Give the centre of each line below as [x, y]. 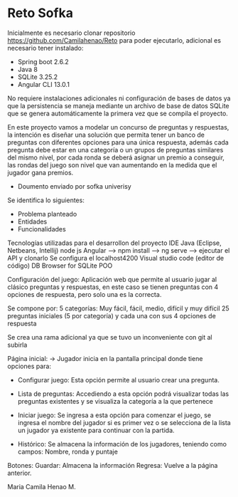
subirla [17, 345]
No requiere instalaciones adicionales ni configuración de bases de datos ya [119, 98]
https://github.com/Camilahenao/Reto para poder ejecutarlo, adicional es [114, 40]
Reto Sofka [40, 13]
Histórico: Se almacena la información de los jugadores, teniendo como [122, 444]
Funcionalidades [42, 229]
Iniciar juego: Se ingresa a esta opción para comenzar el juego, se [114, 415]
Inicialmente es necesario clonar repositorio [71, 33]
